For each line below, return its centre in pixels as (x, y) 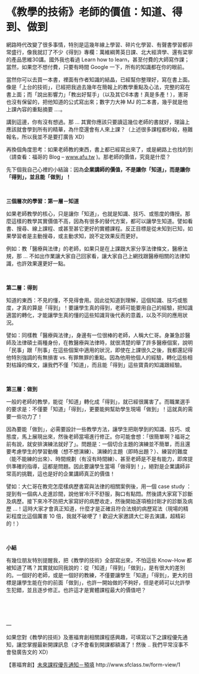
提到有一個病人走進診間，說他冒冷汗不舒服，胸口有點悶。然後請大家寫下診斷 (99, 493)
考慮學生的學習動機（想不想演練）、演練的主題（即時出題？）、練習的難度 (99, 451)
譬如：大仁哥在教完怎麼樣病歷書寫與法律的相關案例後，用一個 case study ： (99, 486)
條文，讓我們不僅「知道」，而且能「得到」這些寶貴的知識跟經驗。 (106, 365)
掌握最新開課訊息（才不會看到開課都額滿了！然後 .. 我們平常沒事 (105, 644)
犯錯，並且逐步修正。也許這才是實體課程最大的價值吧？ (78, 590)
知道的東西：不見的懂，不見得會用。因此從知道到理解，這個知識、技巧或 (94, 300)
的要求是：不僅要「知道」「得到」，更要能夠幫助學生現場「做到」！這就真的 (97, 409)
